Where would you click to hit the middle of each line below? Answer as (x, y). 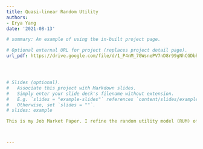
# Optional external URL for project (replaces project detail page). (97, 50)
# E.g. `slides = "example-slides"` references (70, 99)
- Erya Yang (21, 23)
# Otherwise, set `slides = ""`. (51, 105)
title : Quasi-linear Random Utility (52, 12)
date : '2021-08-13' (31, 29)
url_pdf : (17, 56)
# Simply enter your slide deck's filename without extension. (90, 94)
